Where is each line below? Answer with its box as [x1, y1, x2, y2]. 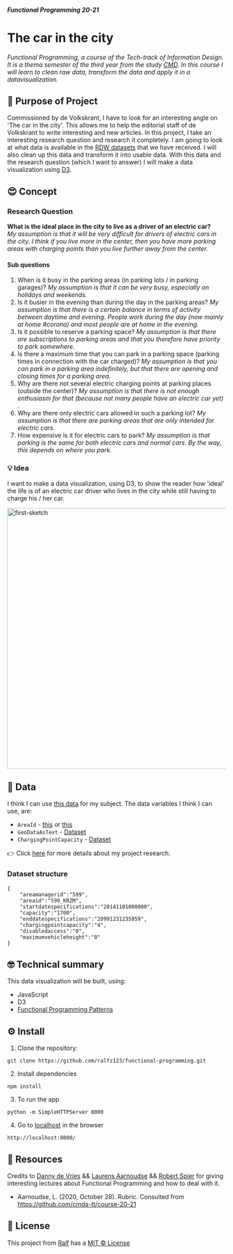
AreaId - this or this [17, 820, 73, 829]
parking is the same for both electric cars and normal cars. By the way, [17, 438, 222, 447]
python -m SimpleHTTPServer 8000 [7, 1109, 104, 1116]
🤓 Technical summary [7, 959, 104, 971]
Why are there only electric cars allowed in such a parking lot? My [17, 409, 207, 418]
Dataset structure [7, 869, 68, 879]
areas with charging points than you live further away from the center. [7, 244, 208, 253]
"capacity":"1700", [19, 909, 76, 916]
